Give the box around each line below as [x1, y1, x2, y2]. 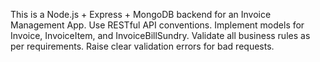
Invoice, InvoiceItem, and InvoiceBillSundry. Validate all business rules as [10, 30, 311, 41]
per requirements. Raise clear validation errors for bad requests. [10, 40, 275, 52]
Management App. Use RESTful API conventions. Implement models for [10, 19, 305, 31]
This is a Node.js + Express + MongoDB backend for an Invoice [10, 9, 272, 20]
